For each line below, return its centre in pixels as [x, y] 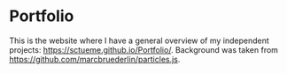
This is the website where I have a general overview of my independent [140, 40]
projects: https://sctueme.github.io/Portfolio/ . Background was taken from [144, 49]
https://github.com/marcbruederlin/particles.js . [95, 59]
